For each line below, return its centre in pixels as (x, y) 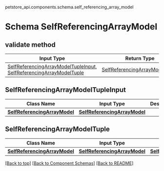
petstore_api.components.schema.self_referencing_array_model (69, 7)
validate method (30, 45)
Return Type (140, 58)
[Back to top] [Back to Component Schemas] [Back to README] (69, 163)
